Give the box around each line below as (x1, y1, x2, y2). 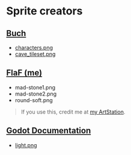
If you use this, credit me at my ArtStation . (20, 108, 126, 115)
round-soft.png (14, 96, 53, 103)
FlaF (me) (6, 68, 43, 78)
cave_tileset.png (14, 50, 56, 58)
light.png (14, 141, 37, 148)
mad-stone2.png (14, 90, 57, 97)
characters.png (14, 44, 53, 51)
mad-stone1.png (14, 84, 56, 91)
